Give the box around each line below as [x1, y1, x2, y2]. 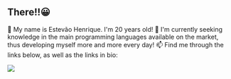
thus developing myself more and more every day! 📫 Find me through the [7, 40, 224, 49]
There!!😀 [7, 6, 51, 18]
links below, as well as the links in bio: [7, 50, 119, 59]
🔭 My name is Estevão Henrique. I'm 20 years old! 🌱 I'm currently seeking [7, 25, 222, 33]
